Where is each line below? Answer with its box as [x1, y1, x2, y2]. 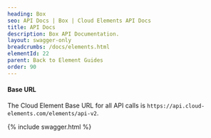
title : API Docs [7, 23, 56, 31]
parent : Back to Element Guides [7, 57, 103, 64]
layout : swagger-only [7, 37, 72, 44]
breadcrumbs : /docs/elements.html [7, 43, 110, 51]
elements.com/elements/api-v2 [7, 110, 98, 117]
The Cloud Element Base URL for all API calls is [7, 101, 146, 110]
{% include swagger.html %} [7, 122, 92, 131]
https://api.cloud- [147, 102, 205, 110]
